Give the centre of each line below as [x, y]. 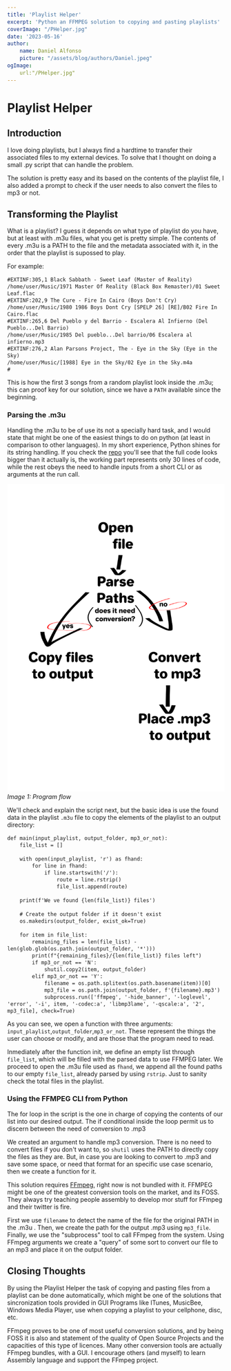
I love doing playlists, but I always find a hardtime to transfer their [100, 150]
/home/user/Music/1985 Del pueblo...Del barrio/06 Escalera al [100, 335]
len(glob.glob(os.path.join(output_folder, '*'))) [81, 949]
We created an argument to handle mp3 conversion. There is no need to [109, 1142]
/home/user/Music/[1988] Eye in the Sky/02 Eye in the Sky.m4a [100, 363]
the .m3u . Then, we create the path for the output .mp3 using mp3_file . [109, 1227]
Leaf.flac [21, 294]
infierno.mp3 [26, 342]
